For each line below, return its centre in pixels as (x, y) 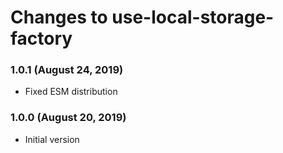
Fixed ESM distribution (71, 92)
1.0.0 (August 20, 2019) (68, 118)
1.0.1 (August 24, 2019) (67, 70)
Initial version (52, 139)
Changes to (59, 17)
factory (41, 38)
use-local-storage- (193, 17)
